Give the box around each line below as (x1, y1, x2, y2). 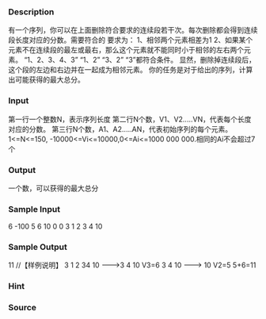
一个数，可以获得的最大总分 (8, 183, 99, 193)
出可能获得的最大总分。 (8, 75, 85, 85)
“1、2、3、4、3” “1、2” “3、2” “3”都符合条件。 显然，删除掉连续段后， (23, 55, 256, 65)
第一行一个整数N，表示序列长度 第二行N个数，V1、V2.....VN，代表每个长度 (8, 114, 252, 124)
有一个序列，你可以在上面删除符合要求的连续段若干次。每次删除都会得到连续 (8, 25, 258, 35)
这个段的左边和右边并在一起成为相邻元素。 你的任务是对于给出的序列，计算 (8, 65, 253, 75)
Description (8, 6, 55, 17)
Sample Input (8, 203, 61, 214)
